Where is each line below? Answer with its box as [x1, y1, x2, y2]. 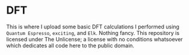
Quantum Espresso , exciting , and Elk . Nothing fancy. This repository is [6, 29, 179, 36]
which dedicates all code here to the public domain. [6, 42, 134, 49]
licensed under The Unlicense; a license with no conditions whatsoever [6, 35, 183, 43]
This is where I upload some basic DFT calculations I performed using [6, 23, 179, 30]
